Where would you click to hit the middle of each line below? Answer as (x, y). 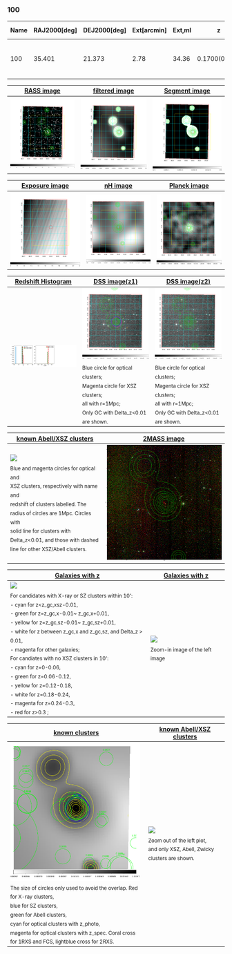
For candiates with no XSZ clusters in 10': (59, 659)
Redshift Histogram (43, 282)
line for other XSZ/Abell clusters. (48, 549)
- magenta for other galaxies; (45, 650)
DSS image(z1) (116, 282)
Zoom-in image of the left (181, 650)
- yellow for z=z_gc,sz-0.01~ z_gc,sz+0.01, (63, 622)
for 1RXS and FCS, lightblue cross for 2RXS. (62, 942)
